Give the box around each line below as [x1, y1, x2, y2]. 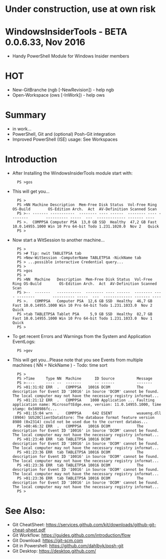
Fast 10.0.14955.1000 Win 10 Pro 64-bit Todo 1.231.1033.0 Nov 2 [12, 303, 153, 308]
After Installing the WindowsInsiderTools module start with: [12, 170, 133, 176]
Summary [5, 110, 46, 121]
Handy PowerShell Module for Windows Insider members [12, 53, 130, 59]
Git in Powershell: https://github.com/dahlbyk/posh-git [12, 543, 124, 549]
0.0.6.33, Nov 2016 [5, 37, 86, 48]
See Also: [5, 505, 46, 516]
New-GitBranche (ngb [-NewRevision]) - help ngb [12, 87, 114, 93]
